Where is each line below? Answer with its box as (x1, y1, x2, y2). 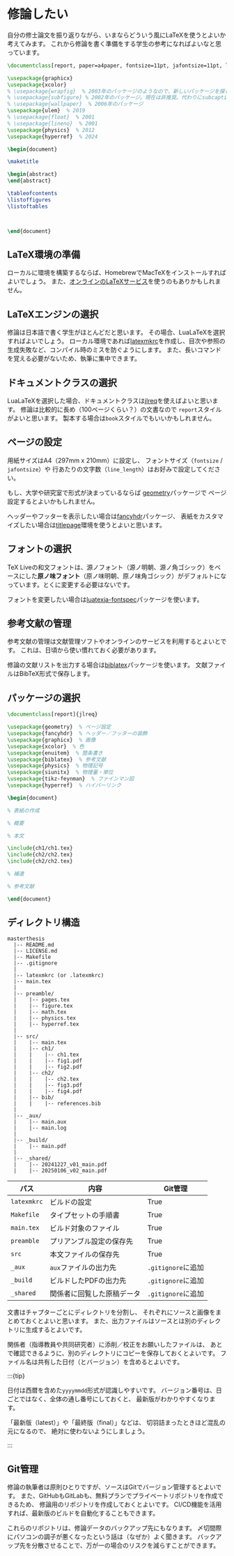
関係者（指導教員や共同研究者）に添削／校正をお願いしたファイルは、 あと (7, 1340, 223, 1349)
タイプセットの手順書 (49, 1211, 120, 1221)
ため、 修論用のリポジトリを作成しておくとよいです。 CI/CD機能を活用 (19, 1500, 222, 1509)
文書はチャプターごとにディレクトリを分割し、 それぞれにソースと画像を (7, 1308, 216, 1317)
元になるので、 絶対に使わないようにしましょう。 (7, 1427, 149, 1435)
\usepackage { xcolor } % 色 (7, 743, 85, 750)
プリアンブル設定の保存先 (49, 1237, 134, 1246)
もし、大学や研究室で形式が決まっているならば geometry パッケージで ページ (7, 488, 227, 497)
